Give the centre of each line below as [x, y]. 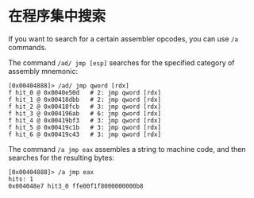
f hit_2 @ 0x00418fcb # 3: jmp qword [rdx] [85, 107]
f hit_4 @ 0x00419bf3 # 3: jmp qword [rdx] [85, 120]
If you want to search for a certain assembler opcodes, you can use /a [123, 39]
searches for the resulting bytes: [62, 157]
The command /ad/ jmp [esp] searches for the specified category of [122, 62]
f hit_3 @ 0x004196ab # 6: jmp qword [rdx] [85, 113]
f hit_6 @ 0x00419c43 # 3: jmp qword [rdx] [85, 134]
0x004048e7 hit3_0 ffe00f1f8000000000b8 [76, 186]
